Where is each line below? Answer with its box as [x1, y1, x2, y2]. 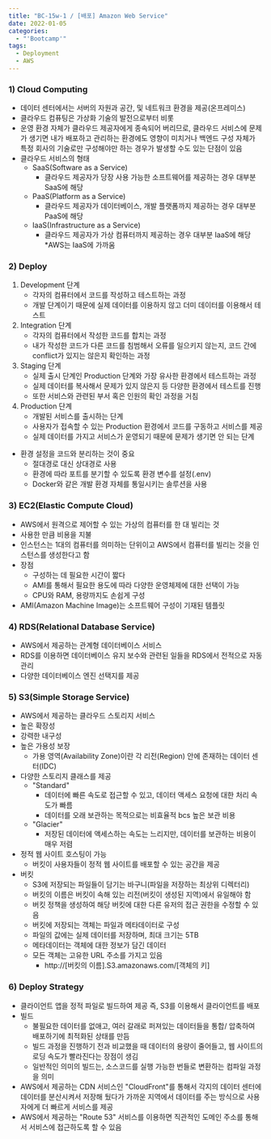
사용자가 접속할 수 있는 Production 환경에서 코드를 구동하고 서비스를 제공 [32, 421, 263, 431]
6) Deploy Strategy [8, 981, 84, 993]
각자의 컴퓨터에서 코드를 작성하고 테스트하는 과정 [32, 290, 186, 300]
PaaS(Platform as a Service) [32, 192, 126, 201]
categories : [8, 27, 49, 35]
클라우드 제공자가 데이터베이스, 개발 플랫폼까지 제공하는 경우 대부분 [44, 201, 256, 211]
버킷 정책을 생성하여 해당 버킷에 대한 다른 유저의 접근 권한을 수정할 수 [32, 900, 251, 910]
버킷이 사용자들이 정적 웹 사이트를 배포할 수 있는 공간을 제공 [32, 859, 220, 870]
